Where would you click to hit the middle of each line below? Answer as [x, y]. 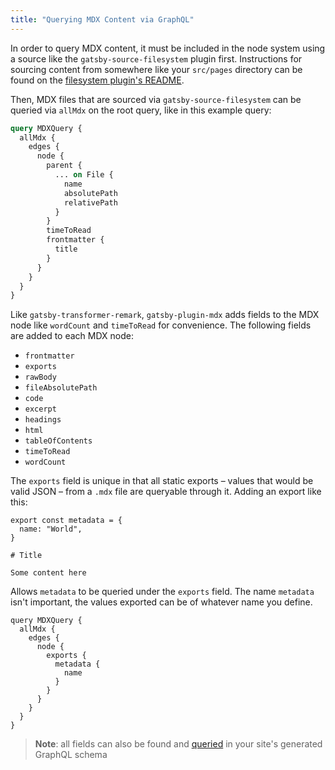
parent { [64, 166]
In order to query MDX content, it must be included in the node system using [168, 48]
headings [43, 420]
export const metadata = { [66, 521]
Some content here [48, 573]
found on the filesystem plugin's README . [97, 80]
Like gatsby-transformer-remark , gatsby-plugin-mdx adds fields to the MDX [165, 315]
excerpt [40, 409]
